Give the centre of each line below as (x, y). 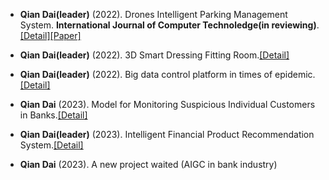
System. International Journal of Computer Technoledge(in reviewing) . (169, 25)
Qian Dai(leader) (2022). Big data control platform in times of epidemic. (167, 74)
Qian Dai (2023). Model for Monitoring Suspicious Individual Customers (167, 104)
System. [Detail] (51, 145)
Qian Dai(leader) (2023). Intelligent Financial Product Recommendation (167, 134)
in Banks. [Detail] (53, 115)
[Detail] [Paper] (50, 35)
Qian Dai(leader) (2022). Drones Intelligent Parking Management (153, 14)
